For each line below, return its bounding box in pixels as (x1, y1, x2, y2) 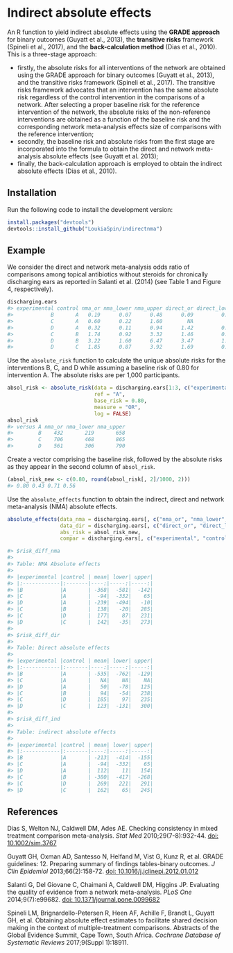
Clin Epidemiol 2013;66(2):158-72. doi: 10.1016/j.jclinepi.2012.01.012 (7, 867, 199, 876)
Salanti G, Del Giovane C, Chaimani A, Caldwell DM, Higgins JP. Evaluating (7, 881, 220, 889)
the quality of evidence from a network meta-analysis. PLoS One (7, 888, 192, 897)
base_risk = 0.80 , (94, 397, 148, 404)
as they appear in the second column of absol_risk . (7, 463, 156, 471)
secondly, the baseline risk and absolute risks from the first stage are (17, 137, 215, 145)
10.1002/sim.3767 (7, 839, 57, 847)
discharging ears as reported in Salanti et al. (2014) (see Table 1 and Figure (7, 278, 221, 286)
